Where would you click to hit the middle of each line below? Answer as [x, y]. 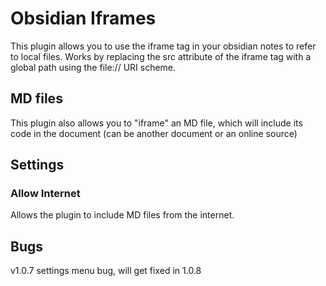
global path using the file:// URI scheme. [93, 67]
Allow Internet [45, 194]
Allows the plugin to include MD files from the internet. [122, 215]
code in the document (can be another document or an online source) [154, 133]
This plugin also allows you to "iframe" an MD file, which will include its [156, 123]
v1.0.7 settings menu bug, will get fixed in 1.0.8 [106, 271]
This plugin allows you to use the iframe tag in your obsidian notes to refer [163, 46]
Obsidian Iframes [83, 18]
